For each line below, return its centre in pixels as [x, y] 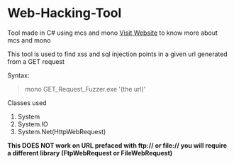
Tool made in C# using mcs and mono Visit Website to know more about [113, 33]
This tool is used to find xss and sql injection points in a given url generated [118, 54]
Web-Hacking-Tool [65, 13]
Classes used [27, 103]
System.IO [33, 124]
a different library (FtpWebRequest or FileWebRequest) [90, 153]
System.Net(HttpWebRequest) [62, 131]
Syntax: [18, 75]
